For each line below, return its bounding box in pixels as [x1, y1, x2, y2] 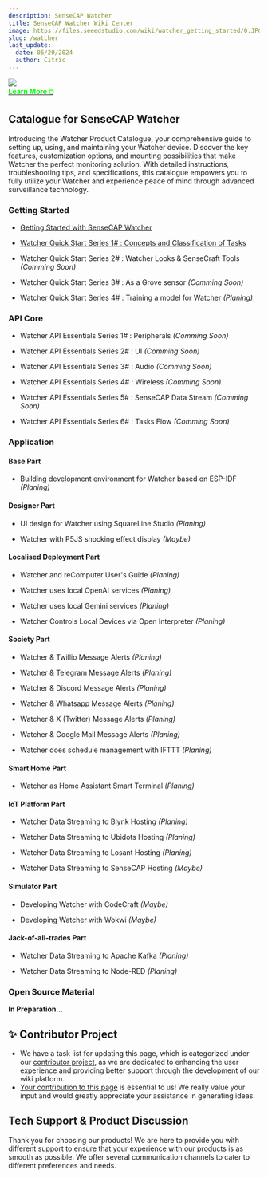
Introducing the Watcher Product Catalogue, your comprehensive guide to [8, 133, 252, 144]
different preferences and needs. [8, 1160, 117, 1170]
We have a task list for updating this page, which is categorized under [19, 1048, 250, 1058]
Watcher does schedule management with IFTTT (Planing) [19, 745, 213, 754]
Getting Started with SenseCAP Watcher [19, 223, 153, 232]
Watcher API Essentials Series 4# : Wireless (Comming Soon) [19, 377, 222, 387]
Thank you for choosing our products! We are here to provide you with [8, 1135, 239, 1145]
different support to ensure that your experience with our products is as [8, 1144, 244, 1153]
